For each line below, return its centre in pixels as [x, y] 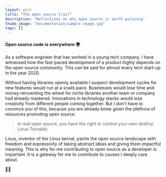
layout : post [19, 10]
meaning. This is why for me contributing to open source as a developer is [81, 149]
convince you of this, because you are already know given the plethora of [80, 109]
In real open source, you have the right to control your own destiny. [86, 124]
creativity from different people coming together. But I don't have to [74, 104]
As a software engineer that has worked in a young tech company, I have [80, 57]
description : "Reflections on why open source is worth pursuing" [75, 19]
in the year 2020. [23, 73]
